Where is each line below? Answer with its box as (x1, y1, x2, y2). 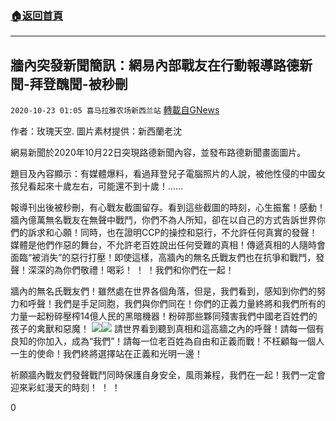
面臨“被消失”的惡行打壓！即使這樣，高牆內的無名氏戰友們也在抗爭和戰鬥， (10, 252, 317, 264)
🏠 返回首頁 (10, 8, 64, 22)
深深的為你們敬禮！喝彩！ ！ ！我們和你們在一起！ (27, 264, 235, 276)
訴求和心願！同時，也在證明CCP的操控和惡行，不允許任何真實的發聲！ (27, 227, 318, 239)
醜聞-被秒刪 (55, 75, 128, 92)
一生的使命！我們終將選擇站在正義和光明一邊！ (10, 348, 203, 360)
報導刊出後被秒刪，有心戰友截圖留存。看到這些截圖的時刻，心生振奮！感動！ (10, 202, 326, 214)
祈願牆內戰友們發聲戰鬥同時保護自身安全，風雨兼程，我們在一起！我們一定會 (10, 369, 326, 381)
